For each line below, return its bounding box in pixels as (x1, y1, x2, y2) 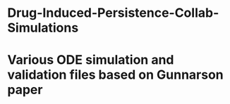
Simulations (7, 20, 79, 36)
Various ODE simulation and (7, 52, 174, 68)
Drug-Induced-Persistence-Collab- (7, 5, 219, 21)
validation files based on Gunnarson (7, 67, 224, 83)
